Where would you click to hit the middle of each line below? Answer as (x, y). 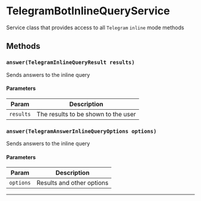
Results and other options (73, 183)
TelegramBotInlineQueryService (88, 11)
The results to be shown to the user (86, 114)
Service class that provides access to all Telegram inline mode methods (95, 27)
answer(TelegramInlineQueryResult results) (71, 63)
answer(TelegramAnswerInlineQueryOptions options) (81, 131)
